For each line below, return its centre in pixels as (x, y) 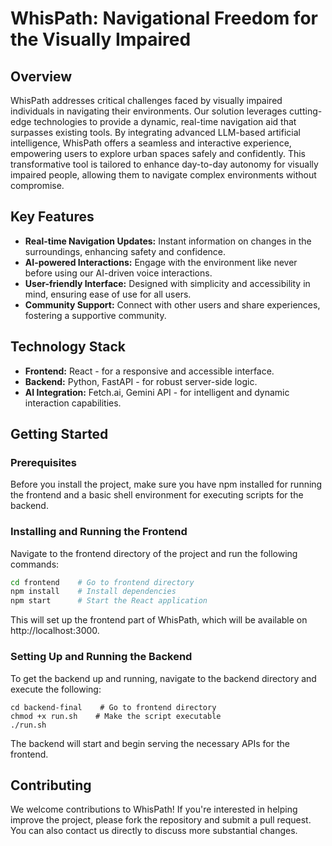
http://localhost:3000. (55, 631)
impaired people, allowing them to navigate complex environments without (163, 175)
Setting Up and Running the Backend (101, 657)
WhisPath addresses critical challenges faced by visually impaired (146, 100)
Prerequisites (43, 462)
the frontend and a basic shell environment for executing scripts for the (157, 495)
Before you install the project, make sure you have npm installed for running (166, 484)
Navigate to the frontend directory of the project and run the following (154, 553)
